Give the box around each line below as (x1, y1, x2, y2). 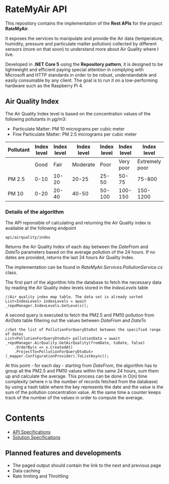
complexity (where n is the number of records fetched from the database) (5, 379, 158, 385)
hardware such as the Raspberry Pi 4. (5, 82, 83, 89)
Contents (5, 412, 45, 424)
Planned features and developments (5, 449, 122, 457)
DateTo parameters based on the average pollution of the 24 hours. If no (5, 249, 155, 255)
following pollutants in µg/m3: (5, 116, 67, 122)
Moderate (72, 161, 96, 168)
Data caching (12, 467, 40, 473)
